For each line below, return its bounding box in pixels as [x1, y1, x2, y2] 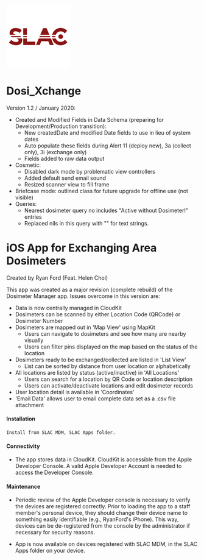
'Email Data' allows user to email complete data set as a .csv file [15, 395, 176, 402]
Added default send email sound [24, 174, 107, 182]
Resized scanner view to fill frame [24, 180, 110, 188]
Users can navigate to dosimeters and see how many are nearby [24, 330, 186, 337]
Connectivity [6, 442, 40, 450]
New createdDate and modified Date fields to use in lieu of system [24, 129, 191, 136]
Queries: [15, 200, 37, 207]
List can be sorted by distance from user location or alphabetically [24, 362, 191, 370]
